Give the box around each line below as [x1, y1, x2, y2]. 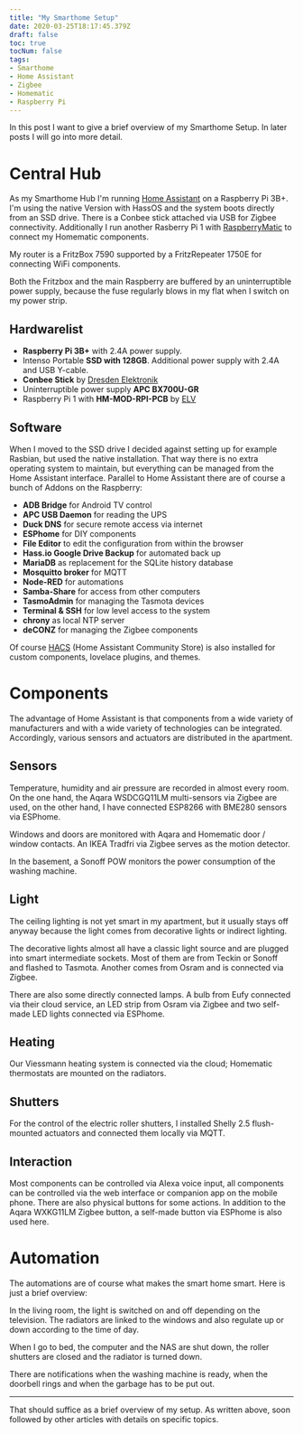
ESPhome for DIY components [22, 528, 137, 539]
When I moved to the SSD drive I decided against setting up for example [9, 444, 278, 455]
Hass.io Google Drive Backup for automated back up [22, 548, 221, 558]
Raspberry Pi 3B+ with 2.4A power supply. [22, 345, 182, 357]
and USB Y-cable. [22, 365, 88, 376]
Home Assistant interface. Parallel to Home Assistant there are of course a [9, 472, 286, 483]
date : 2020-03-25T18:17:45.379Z [9, 22, 131, 31]
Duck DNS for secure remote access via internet [22, 519, 203, 530]
